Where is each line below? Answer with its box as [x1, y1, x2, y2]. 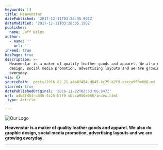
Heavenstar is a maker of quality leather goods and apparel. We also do [5, 125, 152, 131]
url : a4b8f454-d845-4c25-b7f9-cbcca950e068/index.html [5, 93, 118, 98]
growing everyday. [5, 135, 44, 141]
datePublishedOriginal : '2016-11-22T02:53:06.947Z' [5, 89, 112, 94]
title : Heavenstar [5, 12, 42, 17]
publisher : [5, 25, 27, 30]
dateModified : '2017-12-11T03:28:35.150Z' [5, 20, 92, 26]
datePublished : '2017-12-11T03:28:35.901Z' [5, 16, 95, 21]
